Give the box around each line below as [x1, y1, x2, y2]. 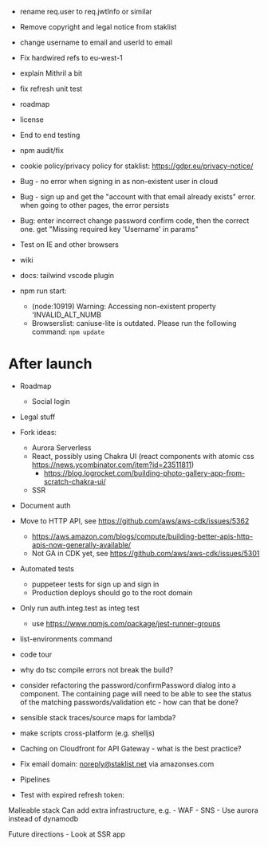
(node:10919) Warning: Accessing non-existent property [31, 302, 217, 311]
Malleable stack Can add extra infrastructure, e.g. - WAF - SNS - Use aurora [8, 805, 259, 815]
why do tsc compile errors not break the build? [19, 665, 174, 674]
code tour [19, 649, 53, 659]
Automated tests [19, 563, 74, 573]
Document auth [19, 500, 71, 510]
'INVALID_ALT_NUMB [31, 310, 102, 320]
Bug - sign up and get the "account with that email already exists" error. [19, 192, 257, 202]
